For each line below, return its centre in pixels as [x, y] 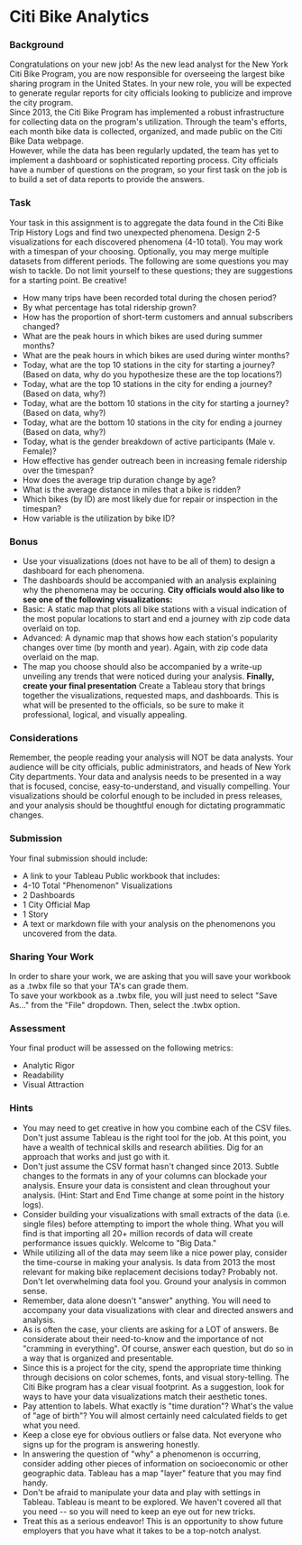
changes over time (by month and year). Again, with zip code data [145, 648]
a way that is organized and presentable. [98, 1358]
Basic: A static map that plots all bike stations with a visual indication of [155, 609]
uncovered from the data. [69, 933]
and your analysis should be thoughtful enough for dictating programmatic [147, 806]
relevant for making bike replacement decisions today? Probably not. [150, 1272]
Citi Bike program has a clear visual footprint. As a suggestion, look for [153, 1386]
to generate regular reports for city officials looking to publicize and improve [151, 93]
